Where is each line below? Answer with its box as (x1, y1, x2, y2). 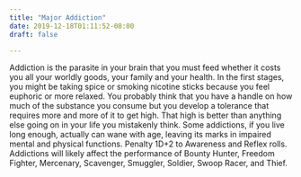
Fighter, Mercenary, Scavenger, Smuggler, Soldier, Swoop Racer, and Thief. (9, 158, 288, 169)
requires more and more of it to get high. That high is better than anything (9, 110, 282, 121)
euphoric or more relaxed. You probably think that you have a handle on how (9, 91, 293, 102)
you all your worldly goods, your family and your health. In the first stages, (9, 72, 285, 83)
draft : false (9, 30, 58, 39)
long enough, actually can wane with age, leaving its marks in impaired (9, 129, 272, 140)
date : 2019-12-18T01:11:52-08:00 (9, 22, 135, 31)
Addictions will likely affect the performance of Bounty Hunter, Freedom (9, 148, 276, 159)
